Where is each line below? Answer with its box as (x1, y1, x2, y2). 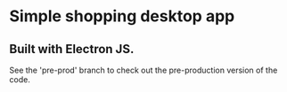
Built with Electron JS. (9, 42, 135, 57)
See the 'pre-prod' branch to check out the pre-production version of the (9, 65, 278, 75)
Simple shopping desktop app (9, 6, 235, 27)
